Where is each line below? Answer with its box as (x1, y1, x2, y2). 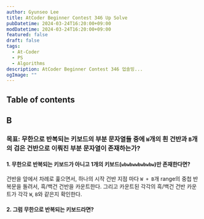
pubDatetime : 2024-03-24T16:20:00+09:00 (6, 20, 112, 26)
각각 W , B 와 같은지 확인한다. (17, 191, 82, 198)
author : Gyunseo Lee (6, 9, 60, 15)
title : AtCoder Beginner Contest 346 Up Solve (6, 15, 128, 21)
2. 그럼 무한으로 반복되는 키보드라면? (6, 206, 94, 213)
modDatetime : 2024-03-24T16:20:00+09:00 (6, 26, 112, 33)
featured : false (6, 32, 48, 38)
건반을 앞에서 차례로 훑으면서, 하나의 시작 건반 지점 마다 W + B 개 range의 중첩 (6, 175, 192, 183)
